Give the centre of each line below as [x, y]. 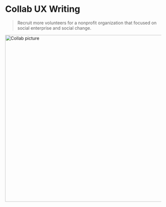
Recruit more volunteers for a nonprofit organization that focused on [87, 23]
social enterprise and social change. [54, 28]
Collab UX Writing [43, 9]
